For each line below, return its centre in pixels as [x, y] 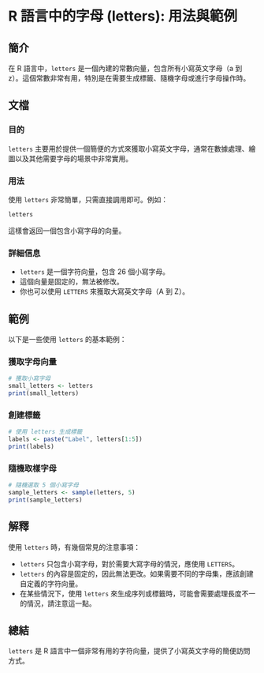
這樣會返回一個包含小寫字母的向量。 [67, 231]
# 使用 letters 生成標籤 [45, 432]
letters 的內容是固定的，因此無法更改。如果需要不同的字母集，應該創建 [136, 573]
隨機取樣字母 [33, 468]
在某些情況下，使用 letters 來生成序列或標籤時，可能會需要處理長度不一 [138, 593]
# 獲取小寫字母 [30, 379]
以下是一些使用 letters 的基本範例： [67, 339]
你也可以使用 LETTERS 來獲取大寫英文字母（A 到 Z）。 [104, 291]
